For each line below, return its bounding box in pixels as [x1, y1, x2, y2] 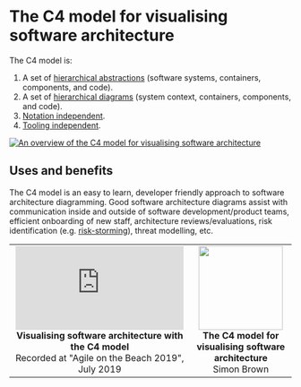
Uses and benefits [9, 163, 114, 178]
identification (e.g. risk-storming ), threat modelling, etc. [9, 225, 213, 236]
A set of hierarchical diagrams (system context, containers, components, [21, 91, 291, 102]
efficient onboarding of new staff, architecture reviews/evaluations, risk [9, 215, 273, 226]
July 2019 [77, 363, 122, 375]
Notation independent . [21, 110, 106, 121]
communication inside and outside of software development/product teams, [9, 206, 289, 217]
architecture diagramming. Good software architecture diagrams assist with [9, 196, 288, 207]
